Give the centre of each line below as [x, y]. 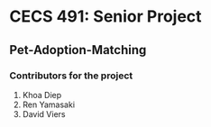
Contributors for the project [71, 76]
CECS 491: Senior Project [105, 17]
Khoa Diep [42, 95]
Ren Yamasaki [48, 104]
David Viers [44, 113]
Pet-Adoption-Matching [78, 50]
